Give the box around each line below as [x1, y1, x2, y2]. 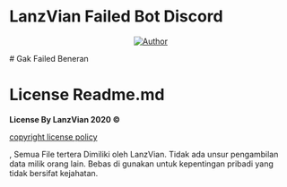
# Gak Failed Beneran [9, 53, 90, 64]
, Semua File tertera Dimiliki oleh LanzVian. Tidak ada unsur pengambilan [9, 149, 279, 159]
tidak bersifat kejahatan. [9, 167, 99, 178]
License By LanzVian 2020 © [9, 114, 121, 124]
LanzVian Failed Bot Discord [9, 6, 223, 27]
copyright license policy [9, 132, 98, 142]
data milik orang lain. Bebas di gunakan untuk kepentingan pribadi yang [9, 158, 274, 169]
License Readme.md [9, 85, 165, 105]
